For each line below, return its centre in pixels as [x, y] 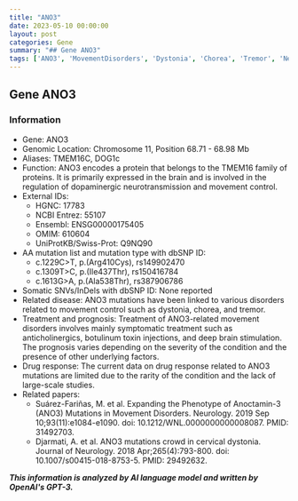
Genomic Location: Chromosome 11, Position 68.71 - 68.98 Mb [136, 148]
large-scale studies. [58, 385]
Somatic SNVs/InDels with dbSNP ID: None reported [117, 290]
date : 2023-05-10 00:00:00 [59, 26]
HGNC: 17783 [60, 205]
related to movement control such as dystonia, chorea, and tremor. [144, 309]
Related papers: [51, 394]
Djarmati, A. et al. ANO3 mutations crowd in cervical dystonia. [148, 441]
